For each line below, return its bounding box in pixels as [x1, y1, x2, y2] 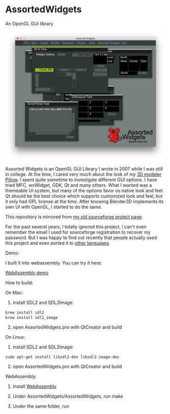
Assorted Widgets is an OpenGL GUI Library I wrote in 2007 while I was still [5, 165, 163, 172]
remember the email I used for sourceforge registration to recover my [5, 229, 151, 235]
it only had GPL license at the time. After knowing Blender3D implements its [5, 198, 164, 204]
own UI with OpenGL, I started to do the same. [5, 204, 103, 210]
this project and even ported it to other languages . [5, 239, 110, 246]
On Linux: [5, 334, 25, 340]
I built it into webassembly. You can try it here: [5, 259, 102, 266]
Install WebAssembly [12, 383, 57, 389]
